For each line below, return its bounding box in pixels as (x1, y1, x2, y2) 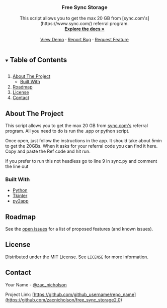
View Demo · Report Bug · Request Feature (40, 37, 129, 43)
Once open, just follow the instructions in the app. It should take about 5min (5, 137, 162, 144)
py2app (12, 198, 29, 204)
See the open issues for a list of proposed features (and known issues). (5, 226, 153, 232)
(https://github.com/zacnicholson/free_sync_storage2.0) (5, 296, 122, 302)
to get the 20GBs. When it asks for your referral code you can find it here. (5, 143, 158, 149)
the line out (5, 163, 29, 169)
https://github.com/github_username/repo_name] (33, 291, 136, 297)
